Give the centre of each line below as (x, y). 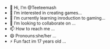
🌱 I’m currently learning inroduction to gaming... (57, 18)
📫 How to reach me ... (32, 29)
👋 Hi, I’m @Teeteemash (33, 8)
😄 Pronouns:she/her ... (33, 36)
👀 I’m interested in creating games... (46, 13)
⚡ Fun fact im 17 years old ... (38, 41)
